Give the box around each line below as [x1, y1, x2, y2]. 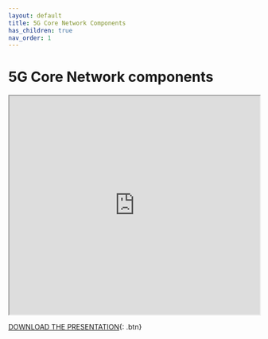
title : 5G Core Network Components [8, 19, 126, 27]
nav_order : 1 [8, 33, 52, 42]
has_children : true [8, 26, 73, 34]
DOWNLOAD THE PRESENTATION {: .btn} [8, 322, 142, 332]
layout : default [8, 11, 62, 20]
